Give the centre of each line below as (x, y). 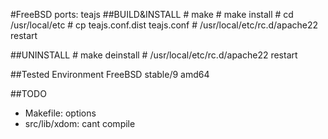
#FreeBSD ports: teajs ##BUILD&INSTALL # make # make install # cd (152, 14)
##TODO (28, 93)
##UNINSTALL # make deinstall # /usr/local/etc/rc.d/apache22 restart (154, 55)
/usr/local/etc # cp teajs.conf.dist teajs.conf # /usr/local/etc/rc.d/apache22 (164, 25)
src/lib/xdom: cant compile (80, 123)
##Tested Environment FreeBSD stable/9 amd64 (110, 74)
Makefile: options (60, 113)
